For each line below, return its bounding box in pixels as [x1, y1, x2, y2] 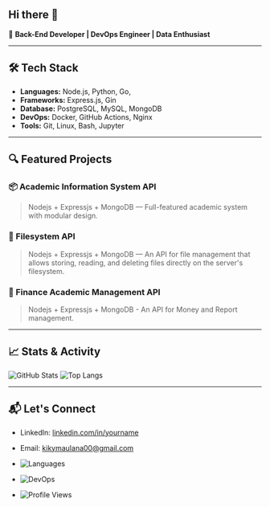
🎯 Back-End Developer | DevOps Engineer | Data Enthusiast [8, 29, 211, 39]
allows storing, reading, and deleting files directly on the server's [27, 258, 243, 268]
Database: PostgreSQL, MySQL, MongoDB [19, 104, 162, 113]
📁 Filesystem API [8, 231, 76, 242]
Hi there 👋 [8, 8, 59, 22]
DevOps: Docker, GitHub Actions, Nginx [19, 112, 153, 121]
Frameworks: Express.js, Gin [19, 95, 117, 104]
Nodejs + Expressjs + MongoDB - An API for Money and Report [27, 305, 238, 314]
